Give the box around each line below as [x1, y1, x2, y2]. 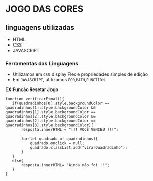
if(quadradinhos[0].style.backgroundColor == [12, 101, 110, 106]
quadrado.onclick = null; [30, 141, 85, 146]
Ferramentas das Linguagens [5, 60, 79, 67]
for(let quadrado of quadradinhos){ [21, 136, 98, 142]
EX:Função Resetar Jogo [5, 86, 59, 93]
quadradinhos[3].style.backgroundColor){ [5, 123, 94, 128]
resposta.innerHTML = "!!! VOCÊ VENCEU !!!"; [21, 127, 119, 132]
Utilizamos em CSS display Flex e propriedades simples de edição [12, 71, 148, 77]
